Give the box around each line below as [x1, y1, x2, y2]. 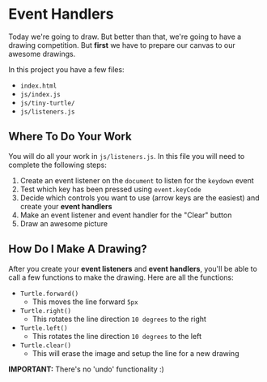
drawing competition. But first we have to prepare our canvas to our [8, 40, 236, 49]
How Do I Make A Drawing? [8, 243, 147, 256]
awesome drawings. [8, 49, 76, 58]
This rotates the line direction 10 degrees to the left [32, 331, 202, 341]
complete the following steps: [8, 160, 108, 170]
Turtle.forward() [19, 290, 79, 298]
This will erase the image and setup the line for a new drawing [32, 348, 239, 358]
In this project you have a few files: [8, 64, 125, 74]
